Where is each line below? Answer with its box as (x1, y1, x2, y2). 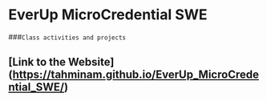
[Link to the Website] (8, 55, 115, 69)
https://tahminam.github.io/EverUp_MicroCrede (12, 68, 259, 82)
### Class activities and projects (8, 32, 127, 42)
